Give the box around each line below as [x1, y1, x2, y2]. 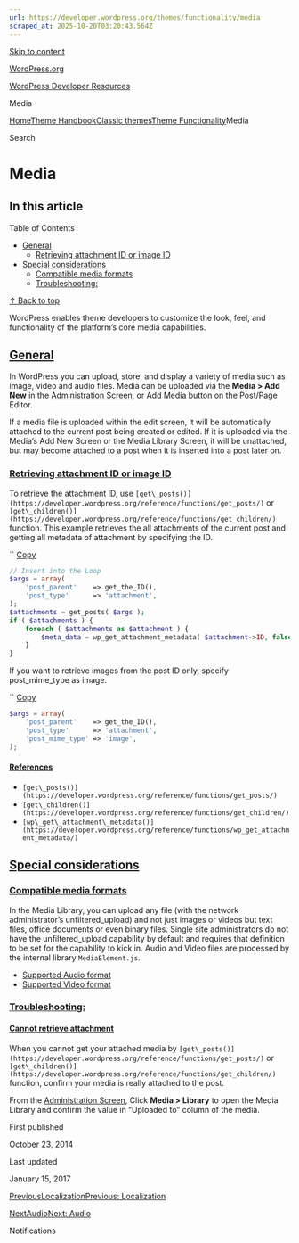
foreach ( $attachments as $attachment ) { [25, 624, 190, 633]
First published [9, 1121, 64, 1132]
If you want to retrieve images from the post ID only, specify [9, 665, 230, 676]
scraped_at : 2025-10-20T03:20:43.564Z [9, 21, 153, 30]
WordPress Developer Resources [9, 80, 131, 91]
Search [9, 132, 36, 143]
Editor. [9, 399, 33, 410]
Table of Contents [9, 222, 76, 233]
